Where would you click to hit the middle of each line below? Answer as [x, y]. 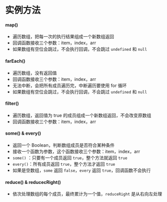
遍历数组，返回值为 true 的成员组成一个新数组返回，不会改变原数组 [82, 115]
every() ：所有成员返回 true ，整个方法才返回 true [64, 164]
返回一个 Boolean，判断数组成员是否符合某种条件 [63, 145]
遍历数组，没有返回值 [34, 73]
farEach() [15, 61]
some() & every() [23, 133]
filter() [12, 104]
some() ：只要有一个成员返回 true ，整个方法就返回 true [70, 158]
